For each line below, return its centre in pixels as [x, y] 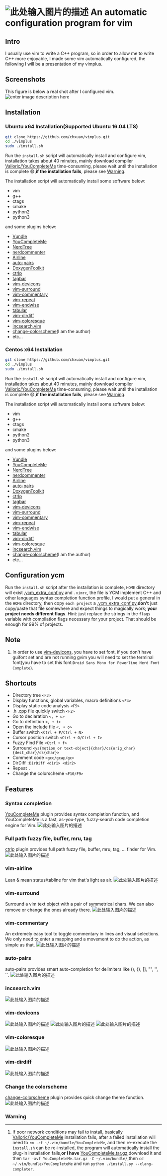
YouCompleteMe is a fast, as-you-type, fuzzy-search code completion [77, 820]
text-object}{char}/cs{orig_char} [100, 749]
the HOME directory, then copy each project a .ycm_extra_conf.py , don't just [81, 603]
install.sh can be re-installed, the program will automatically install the [86, 1148]
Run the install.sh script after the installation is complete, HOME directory [80, 587]
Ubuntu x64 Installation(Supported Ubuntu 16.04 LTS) [72, 127]
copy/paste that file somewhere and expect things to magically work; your [81, 608]
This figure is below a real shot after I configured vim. [60, 91]
